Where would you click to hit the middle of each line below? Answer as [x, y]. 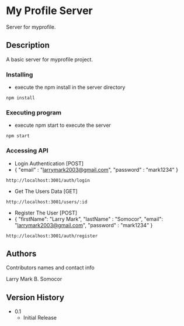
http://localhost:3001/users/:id [47, 202]
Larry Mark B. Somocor [34, 279]
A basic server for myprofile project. [50, 59]
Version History [35, 297]
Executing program [34, 112]
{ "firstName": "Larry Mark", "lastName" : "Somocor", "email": [89, 219]
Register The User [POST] [46, 213]
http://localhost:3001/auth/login [48, 180]
